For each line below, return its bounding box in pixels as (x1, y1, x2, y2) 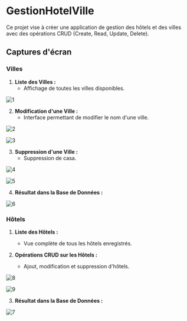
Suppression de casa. (23, 154, 77, 161)
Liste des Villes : (14, 78, 56, 85)
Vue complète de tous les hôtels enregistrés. (23, 239, 133, 247)
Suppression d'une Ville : (14, 148, 78, 155)
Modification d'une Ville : (14, 108, 78, 115)
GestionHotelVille (6, 4, 94, 18)
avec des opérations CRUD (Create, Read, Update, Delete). (6, 30, 149, 37)
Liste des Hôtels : (14, 228, 58, 235)
